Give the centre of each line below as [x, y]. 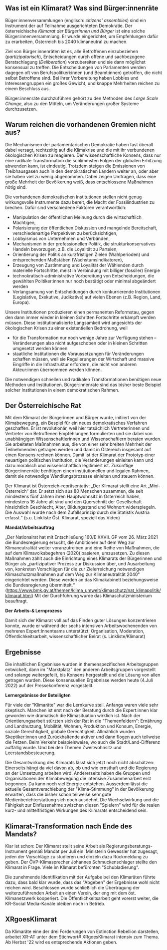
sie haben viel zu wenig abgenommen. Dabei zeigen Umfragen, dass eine [81, 176]
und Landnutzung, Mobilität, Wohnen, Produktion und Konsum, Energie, [79, 726]
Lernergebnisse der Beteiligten [38, 695]
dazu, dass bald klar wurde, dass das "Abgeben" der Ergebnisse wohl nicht [83, 882]
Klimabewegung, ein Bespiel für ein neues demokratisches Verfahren [76, 423]
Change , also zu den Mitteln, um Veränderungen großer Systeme [72, 103]
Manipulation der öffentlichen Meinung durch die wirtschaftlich [77, 217]
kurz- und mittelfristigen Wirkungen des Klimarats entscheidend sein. [77, 810]
